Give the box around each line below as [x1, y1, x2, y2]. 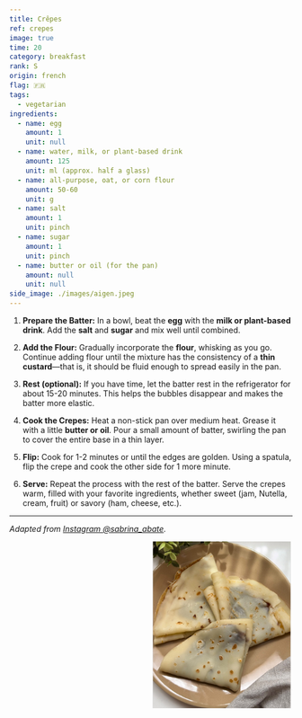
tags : [9, 90, 30, 99]
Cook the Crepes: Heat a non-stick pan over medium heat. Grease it [22, 415, 277, 426]
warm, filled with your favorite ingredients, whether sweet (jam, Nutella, [22, 488, 288, 499]
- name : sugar [17, 233, 70, 242]
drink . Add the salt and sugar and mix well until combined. [22, 324, 241, 335]
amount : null [25, 270, 75, 279]
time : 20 [9, 43, 42, 52]
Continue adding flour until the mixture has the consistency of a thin [22, 351, 276, 362]
